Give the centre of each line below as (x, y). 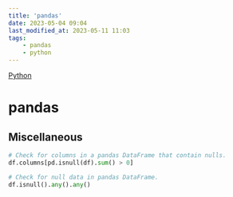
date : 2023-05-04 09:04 (48, 23)
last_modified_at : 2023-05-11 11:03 (69, 30)
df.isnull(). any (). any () (49, 184)
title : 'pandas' (35, 16)
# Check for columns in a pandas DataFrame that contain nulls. (117, 156)
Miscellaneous (45, 137)
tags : (17, 38)
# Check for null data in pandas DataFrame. (83, 177)
